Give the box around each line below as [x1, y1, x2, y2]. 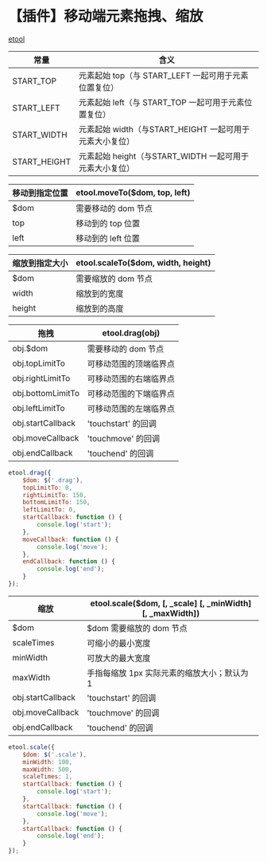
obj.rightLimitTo [12, 372, 71, 383]
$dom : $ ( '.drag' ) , [22, 476, 83, 484]
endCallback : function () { [22, 558, 115, 566]
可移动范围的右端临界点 [87, 373, 176, 384]
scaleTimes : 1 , [22, 773, 73, 781]
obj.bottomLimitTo [12, 387, 80, 398]
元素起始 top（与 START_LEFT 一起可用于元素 [78, 69, 249, 80]
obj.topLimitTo [12, 358, 66, 369]
